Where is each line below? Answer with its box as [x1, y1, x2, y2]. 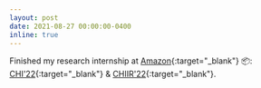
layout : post [9, 13, 59, 23]
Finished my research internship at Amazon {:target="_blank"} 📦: [9, 55, 253, 66]
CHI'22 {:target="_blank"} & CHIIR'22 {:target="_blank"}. [9, 69, 217, 80]
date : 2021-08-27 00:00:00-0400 [9, 22, 131, 31]
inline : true [9, 30, 59, 39]
